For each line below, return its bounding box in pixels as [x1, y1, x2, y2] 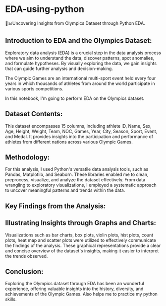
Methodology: [5, 153, 50, 161]
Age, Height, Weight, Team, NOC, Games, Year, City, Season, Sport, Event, [5, 128, 158, 134]
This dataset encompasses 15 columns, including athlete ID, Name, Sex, [5, 123, 152, 129]
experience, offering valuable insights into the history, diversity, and [5, 286, 144, 292]
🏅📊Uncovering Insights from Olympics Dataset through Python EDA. [5, 20, 145, 26]
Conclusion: [5, 267, 44, 276]
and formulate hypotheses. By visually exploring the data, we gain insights [5, 60, 157, 66]
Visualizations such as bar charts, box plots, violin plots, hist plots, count [5, 232, 154, 238]
